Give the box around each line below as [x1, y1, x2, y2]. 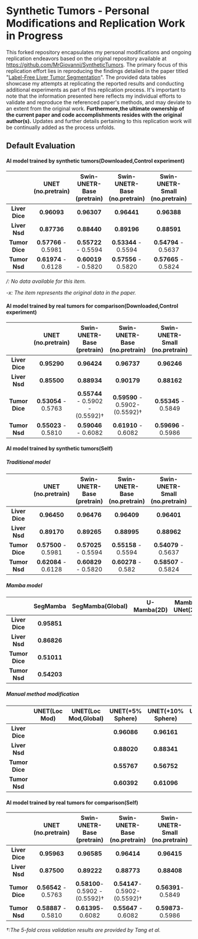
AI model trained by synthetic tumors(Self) [6, 445, 113, 452]
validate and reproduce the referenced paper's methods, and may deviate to [6, 98, 192, 105]
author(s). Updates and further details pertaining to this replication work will [6, 117, 192, 124]
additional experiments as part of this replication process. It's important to [6, 86, 186, 93]
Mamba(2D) [133, 606, 168, 614]
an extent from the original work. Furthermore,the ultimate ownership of [6, 105, 184, 112]
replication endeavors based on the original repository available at [6, 55, 167, 62]
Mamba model [6, 581, 42, 588]
